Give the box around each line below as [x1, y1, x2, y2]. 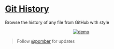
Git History [5, 3, 49, 15]
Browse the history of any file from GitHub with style [5, 19, 110, 25]
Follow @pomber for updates [16, 38, 75, 44]
